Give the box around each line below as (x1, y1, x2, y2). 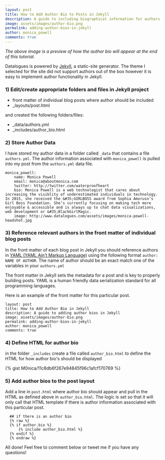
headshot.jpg (5, 218, 32, 223)
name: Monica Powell (14, 175, 56, 180)
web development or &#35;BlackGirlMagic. (5, 209, 92, 214)
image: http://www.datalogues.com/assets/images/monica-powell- (14, 213, 149, 219)
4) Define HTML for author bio (5, 339, 79, 346)
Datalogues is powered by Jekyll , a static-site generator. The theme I (5, 63, 146, 69)
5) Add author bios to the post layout (5, 377, 95, 384)
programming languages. (5, 283, 56, 289)
